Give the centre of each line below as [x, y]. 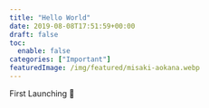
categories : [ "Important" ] [60, 59]
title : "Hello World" [50, 18]
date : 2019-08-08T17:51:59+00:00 [72, 26]
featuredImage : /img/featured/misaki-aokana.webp [105, 68]
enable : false [44, 51]
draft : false [34, 34]
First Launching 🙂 [42, 93]
